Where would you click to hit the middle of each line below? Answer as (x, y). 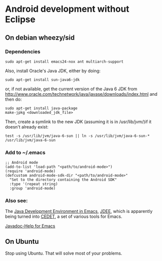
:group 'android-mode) (33, 188)
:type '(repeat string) (34, 184)
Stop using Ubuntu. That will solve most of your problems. (64, 253)
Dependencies (23, 52)
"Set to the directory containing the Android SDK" (63, 180)
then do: (13, 99)
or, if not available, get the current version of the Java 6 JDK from (71, 89)
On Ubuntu (22, 241)
